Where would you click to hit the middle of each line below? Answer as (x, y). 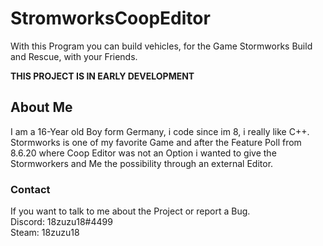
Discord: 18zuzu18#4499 (61, 222)
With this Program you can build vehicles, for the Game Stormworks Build (161, 46)
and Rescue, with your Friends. (74, 56)
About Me (41, 107)
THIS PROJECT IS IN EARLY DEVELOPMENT (102, 76)
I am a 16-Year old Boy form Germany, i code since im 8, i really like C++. (160, 131)
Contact (30, 189)
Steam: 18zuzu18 (45, 233)
